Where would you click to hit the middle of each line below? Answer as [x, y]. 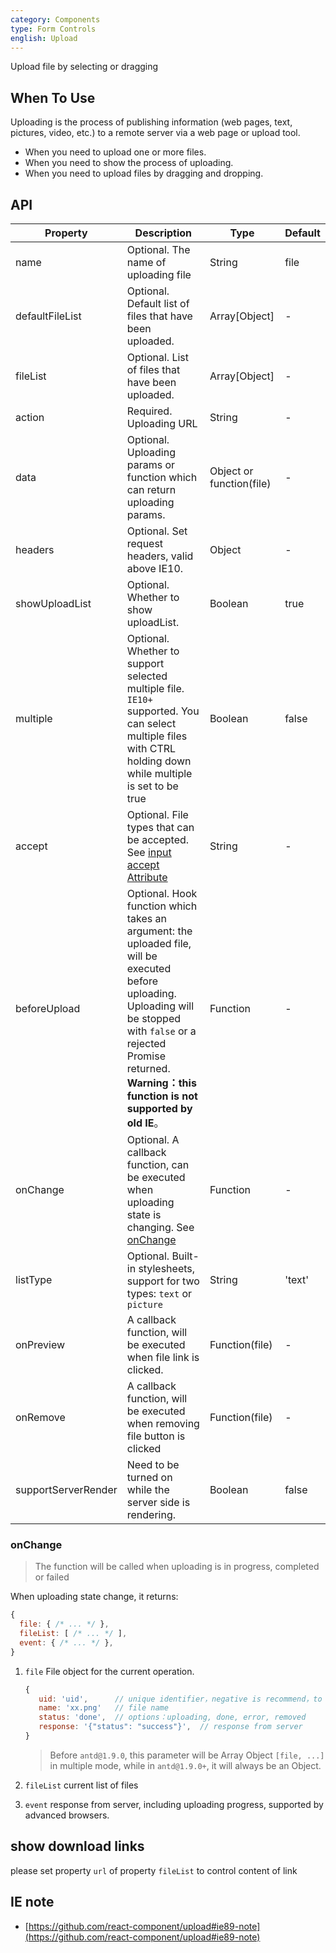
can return [151, 489]
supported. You [163, 711]
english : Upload [44, 38]
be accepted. [158, 839]
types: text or [159, 1293]
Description [163, 233]
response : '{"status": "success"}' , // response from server [170, 1727]
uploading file [159, 274]
